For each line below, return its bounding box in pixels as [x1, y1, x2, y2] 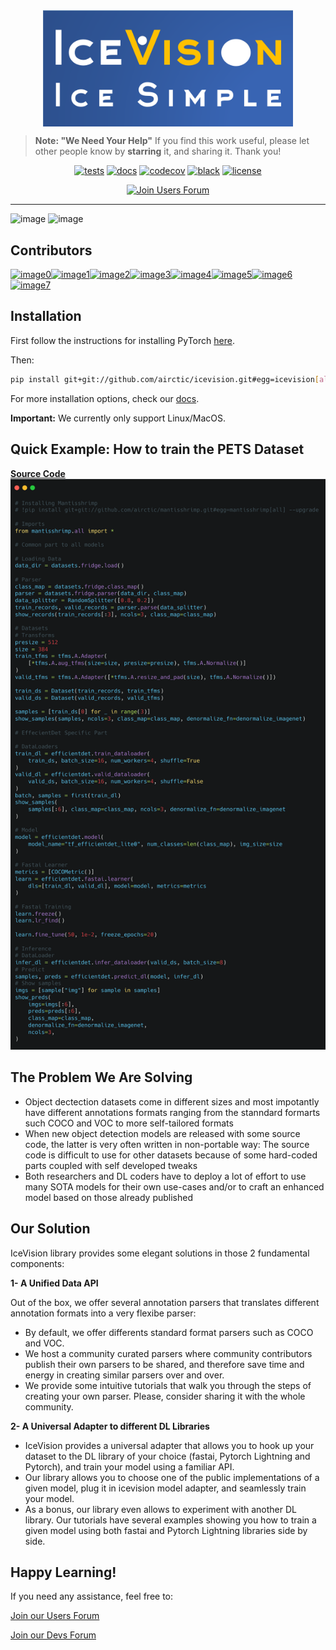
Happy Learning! [10, 1564, 117, 1581]
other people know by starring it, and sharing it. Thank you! [34, 145, 282, 158]
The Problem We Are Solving [10, 1069, 193, 1086]
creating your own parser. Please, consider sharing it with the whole [24, 1390, 306, 1402]
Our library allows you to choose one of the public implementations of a [24, 1471, 320, 1483]
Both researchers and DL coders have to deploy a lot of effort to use [24, 1170, 307, 1182]
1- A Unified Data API [10, 1277, 99, 1289]
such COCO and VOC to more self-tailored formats [24, 1117, 234, 1129]
